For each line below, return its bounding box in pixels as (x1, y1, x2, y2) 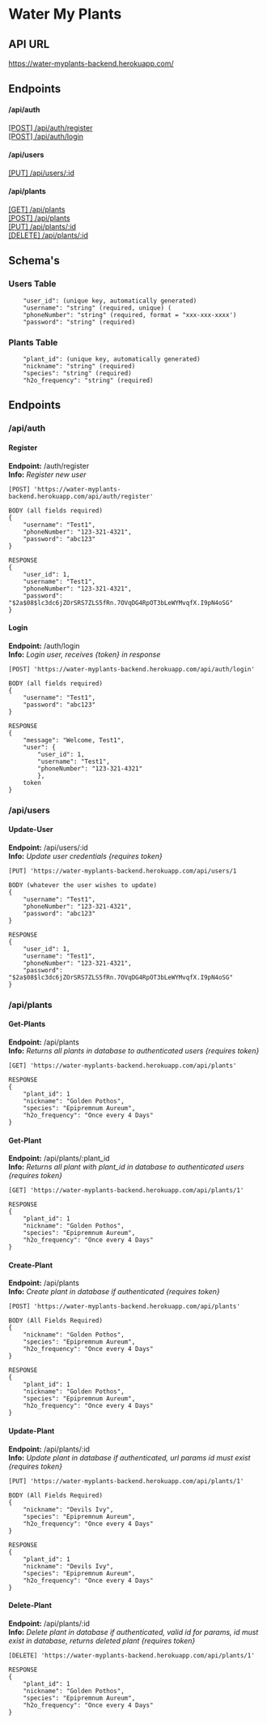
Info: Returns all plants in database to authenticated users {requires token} (8, 1045, 260, 1055)
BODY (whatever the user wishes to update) (8, 881, 158, 889)
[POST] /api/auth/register (8, 122, 93, 132)
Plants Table (8, 337, 58, 348)
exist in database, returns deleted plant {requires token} (8, 1636, 196, 1645)
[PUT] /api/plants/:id (8, 222, 77, 231)
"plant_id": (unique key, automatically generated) (23, 354, 201, 363)
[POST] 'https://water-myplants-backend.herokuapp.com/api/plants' (8, 1302, 241, 1310)
